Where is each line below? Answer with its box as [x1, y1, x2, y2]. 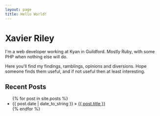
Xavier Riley [5, 33, 55, 44]
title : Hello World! [5, 12, 47, 17]
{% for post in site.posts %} [12, 96, 69, 101]
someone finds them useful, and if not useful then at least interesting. [5, 69, 145, 75]
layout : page [5, 7, 32, 12]
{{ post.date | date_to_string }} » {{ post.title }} [12, 101, 106, 107]
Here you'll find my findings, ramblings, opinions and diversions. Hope [5, 63, 147, 69]
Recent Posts [5, 82, 46, 91]
